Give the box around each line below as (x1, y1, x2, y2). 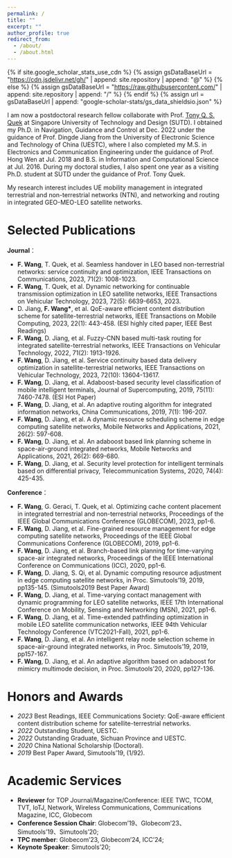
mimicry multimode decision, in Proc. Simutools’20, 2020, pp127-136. (17, 664, 215, 673)
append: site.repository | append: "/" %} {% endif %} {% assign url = (7, 90, 204, 98)
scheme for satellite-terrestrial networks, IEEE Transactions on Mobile (17, 312, 217, 320)
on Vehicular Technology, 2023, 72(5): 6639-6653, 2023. (17, 296, 181, 305)
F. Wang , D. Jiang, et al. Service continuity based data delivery (17, 355, 197, 364)
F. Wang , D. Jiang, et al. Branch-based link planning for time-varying (17, 546, 213, 555)
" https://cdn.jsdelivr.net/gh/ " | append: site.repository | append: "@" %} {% (7, 75, 223, 83)
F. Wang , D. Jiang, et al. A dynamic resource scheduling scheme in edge (17, 414, 225, 423)
